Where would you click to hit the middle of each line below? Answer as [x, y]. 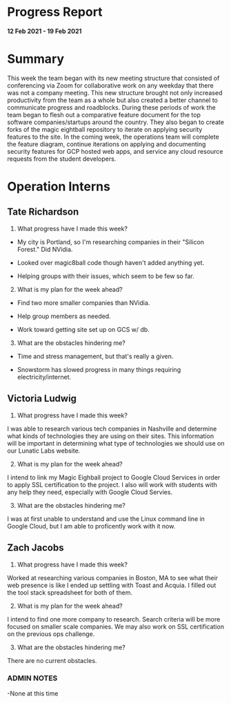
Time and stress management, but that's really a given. [95, 356]
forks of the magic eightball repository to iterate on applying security [105, 129]
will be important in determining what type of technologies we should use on [116, 443]
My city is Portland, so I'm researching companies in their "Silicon [111, 241]
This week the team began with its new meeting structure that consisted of [113, 78]
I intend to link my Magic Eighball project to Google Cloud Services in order [114, 477]
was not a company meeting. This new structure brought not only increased [115, 92]
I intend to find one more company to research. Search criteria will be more [114, 619]
